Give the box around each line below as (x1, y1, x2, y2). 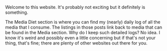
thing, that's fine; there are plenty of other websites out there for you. (5, 40, 148, 46)
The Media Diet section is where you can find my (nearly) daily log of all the (5, 19, 161, 25)
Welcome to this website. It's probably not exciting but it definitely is (5, 4, 146, 10)
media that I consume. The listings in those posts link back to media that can (5, 24, 163, 30)
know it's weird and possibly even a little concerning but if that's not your (5, 35, 156, 41)
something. (5, 9, 28, 15)
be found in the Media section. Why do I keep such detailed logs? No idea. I (5, 30, 161, 35)
